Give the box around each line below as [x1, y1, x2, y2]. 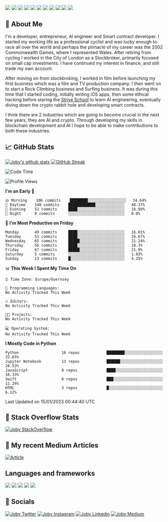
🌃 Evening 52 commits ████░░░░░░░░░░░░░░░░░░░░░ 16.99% [5, 206, 145, 211]
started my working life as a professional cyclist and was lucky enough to [5, 38, 157, 45]
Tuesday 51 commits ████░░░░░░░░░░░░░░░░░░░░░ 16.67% [5, 234, 145, 239]
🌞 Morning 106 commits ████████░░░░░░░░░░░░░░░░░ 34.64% [5, 198, 147, 203]
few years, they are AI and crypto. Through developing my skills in [5, 117, 142, 123]
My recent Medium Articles [5, 441, 99, 450]
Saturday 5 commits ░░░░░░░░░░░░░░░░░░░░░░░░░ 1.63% [5, 252, 143, 257]
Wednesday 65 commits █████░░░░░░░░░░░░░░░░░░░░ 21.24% [5, 238, 145, 244]
